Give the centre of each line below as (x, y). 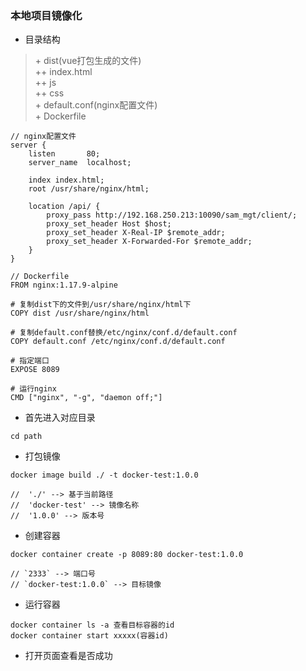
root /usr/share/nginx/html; (89, 189)
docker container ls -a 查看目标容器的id (92, 625)
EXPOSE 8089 (35, 370)
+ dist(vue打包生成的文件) (88, 61)
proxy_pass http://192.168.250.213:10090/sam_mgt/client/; (172, 215)
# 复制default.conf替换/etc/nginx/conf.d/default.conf (124, 333)
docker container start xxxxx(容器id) (89, 636)
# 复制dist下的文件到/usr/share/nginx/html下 (101, 305)
